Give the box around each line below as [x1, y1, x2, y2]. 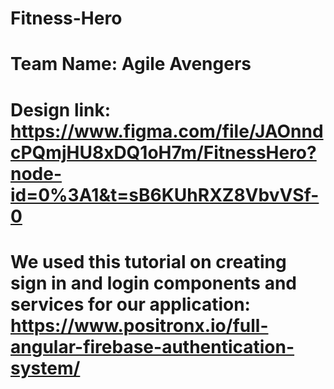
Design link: [10, 98, 112, 121]
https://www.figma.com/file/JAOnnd [10, 120, 324, 142]
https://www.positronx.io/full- [10, 314, 269, 337]
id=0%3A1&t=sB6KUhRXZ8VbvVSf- [10, 183, 320, 206]
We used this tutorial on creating [10, 250, 287, 273]
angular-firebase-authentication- [10, 335, 295, 358]
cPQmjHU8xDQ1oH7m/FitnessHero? [10, 141, 317, 164]
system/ [10, 357, 81, 379]
